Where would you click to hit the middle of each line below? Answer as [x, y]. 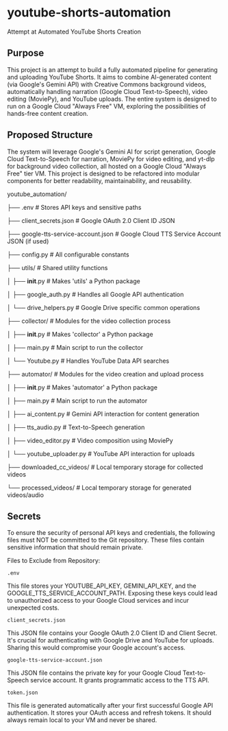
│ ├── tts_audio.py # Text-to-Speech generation [76, 427]
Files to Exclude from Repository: [54, 561]
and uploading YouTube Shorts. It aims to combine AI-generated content [109, 77]
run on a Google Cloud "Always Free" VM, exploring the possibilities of [107, 106]
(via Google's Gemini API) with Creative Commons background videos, [107, 84]
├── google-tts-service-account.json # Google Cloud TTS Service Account [114, 234]
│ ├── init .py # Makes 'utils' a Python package [74, 281]
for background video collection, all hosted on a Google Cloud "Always [107, 166]
